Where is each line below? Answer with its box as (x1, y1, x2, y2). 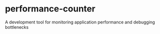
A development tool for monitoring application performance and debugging (5, 19, 155, 25)
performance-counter (5, 3, 96, 14)
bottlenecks (5, 24, 29, 30)
